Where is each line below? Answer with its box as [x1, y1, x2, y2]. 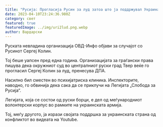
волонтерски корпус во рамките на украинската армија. [5, 102, 123, 108]
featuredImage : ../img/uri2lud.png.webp [5, 25, 88, 30]
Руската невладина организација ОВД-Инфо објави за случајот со [5, 43, 143, 48]
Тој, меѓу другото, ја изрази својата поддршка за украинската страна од [5, 111, 156, 117]
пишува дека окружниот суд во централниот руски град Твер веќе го [5, 63, 149, 68]
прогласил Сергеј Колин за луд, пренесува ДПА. [5, 68, 106, 73]
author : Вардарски [5, 30, 42, 34]
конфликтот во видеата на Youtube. [5, 117, 79, 122]
